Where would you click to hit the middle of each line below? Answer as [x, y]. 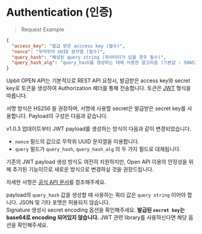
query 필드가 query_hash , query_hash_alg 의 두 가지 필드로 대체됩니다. [98, 149]
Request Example [42, 29]
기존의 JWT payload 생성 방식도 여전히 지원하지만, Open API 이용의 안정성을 [97, 162]
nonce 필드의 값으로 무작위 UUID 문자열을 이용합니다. [77, 141]
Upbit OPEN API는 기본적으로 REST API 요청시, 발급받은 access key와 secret [98, 81]
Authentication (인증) [60, 12]
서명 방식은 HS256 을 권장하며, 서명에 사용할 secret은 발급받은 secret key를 [96, 108]
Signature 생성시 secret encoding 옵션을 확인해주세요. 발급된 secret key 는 [96, 210]
